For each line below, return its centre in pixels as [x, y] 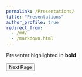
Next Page [20, 67]
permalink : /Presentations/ [40, 11]
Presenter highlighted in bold [41, 55]
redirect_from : [25, 28]
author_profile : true [33, 22]
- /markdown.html [33, 38]
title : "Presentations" [35, 17]
